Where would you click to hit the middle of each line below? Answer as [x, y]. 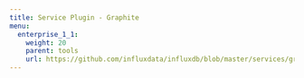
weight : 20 [46, 43]
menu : [19, 26]
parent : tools [52, 51]
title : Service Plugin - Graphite [75, 17]
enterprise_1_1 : [48, 34]
